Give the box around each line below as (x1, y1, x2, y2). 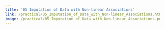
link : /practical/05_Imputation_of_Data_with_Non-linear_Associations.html (5, 12, 164, 17)
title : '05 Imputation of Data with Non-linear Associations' (5, 7, 135, 12)
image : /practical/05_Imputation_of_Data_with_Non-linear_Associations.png (5, 16, 164, 21)
